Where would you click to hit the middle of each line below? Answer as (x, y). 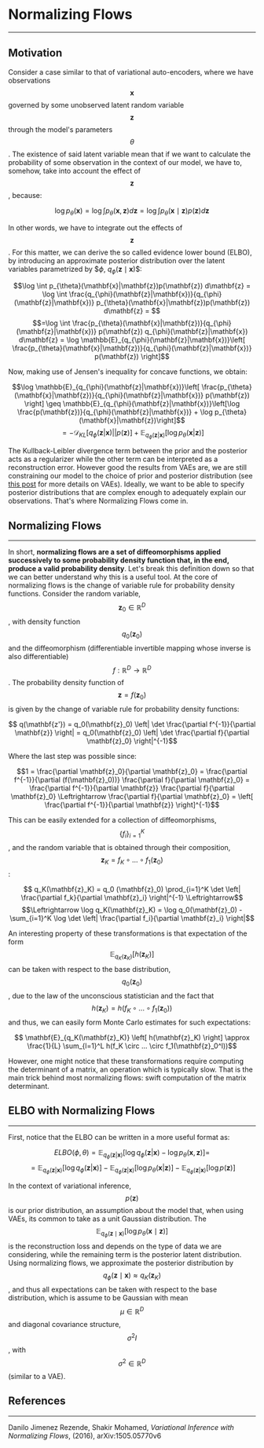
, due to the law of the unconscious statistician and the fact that (111, 996)
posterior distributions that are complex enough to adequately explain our (127, 493)
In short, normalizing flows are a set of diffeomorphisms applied (115, 552)
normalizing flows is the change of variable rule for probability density (122, 585)
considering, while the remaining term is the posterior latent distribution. (125, 1255)
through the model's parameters (60, 129)
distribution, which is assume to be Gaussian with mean (98, 1297)
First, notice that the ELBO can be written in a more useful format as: (119, 1137)
